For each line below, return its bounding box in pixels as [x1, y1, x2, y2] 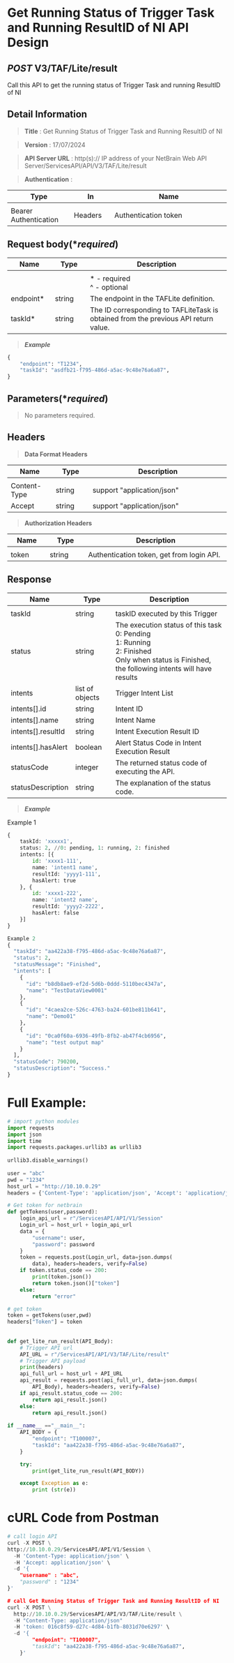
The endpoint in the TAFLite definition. [89, 293, 214, 303]
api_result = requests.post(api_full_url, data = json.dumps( [19, 1377, 198, 1384]
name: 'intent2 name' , [32, 896, 98, 903]
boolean [75, 742, 102, 752]
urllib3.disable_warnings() [7, 1157, 89, 1164]
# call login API [7, 1533, 58, 1540]
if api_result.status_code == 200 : [19, 1389, 123, 1397]
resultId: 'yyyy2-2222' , [32, 903, 104, 910]
